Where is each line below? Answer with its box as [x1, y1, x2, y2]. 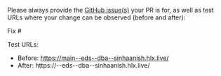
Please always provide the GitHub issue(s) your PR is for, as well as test [7, 6, 214, 14]
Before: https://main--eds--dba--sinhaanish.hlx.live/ [17, 54, 170, 62]
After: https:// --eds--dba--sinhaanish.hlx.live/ [17, 61, 150, 69]
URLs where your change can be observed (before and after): [7, 13, 186, 22]
